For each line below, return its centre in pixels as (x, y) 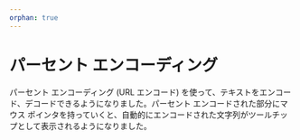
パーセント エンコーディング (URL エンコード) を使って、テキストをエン (142, 92)
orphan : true (34, 18)
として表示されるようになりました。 (84, 126)
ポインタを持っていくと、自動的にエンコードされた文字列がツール (150, 115)
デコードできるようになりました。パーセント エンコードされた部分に (153, 103)
